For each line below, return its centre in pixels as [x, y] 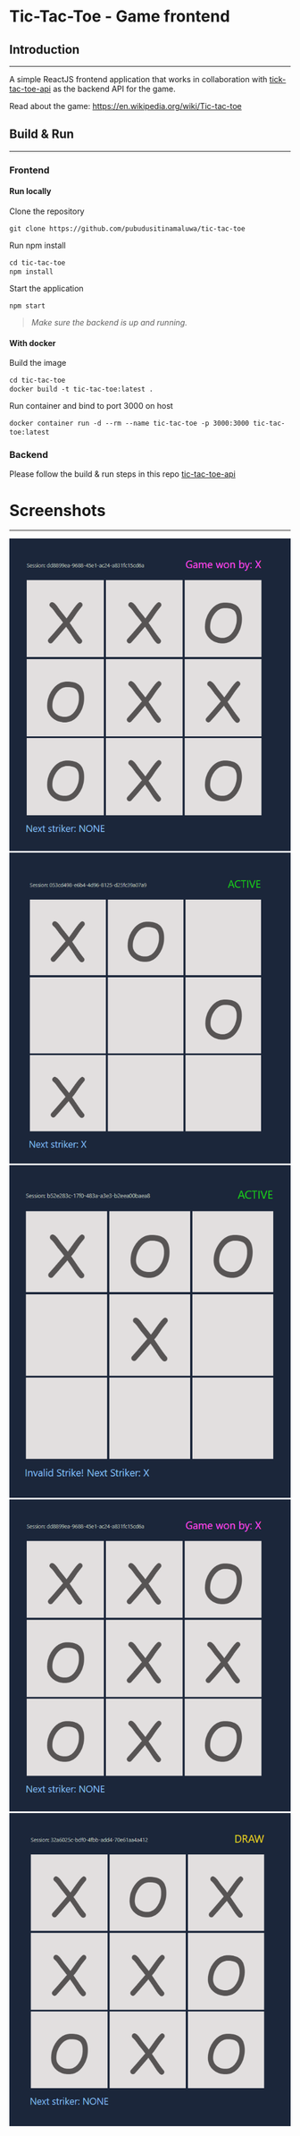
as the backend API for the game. [114, 89]
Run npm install [37, 245]
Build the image [38, 363]
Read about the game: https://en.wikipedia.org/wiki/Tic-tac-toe [126, 106]
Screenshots [58, 510]
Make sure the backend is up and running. [109, 322]
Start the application [46, 288]
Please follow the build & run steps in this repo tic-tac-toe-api [123, 474]
